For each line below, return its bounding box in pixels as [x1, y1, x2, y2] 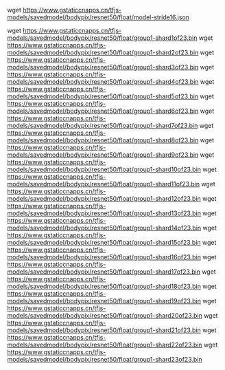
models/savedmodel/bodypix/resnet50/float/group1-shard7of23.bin [7, 122, 198, 129]
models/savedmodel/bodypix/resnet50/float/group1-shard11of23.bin [7, 180, 200, 188]
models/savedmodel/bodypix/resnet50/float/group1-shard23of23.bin [7, 356, 202, 363]
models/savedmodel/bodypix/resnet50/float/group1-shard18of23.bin [7, 282, 201, 290]
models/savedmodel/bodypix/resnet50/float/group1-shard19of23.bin [7, 297, 201, 305]
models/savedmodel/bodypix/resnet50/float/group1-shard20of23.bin [7, 312, 202, 319]
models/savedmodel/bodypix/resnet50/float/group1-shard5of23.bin [7, 92, 199, 100]
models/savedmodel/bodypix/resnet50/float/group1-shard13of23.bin [7, 209, 201, 217]
